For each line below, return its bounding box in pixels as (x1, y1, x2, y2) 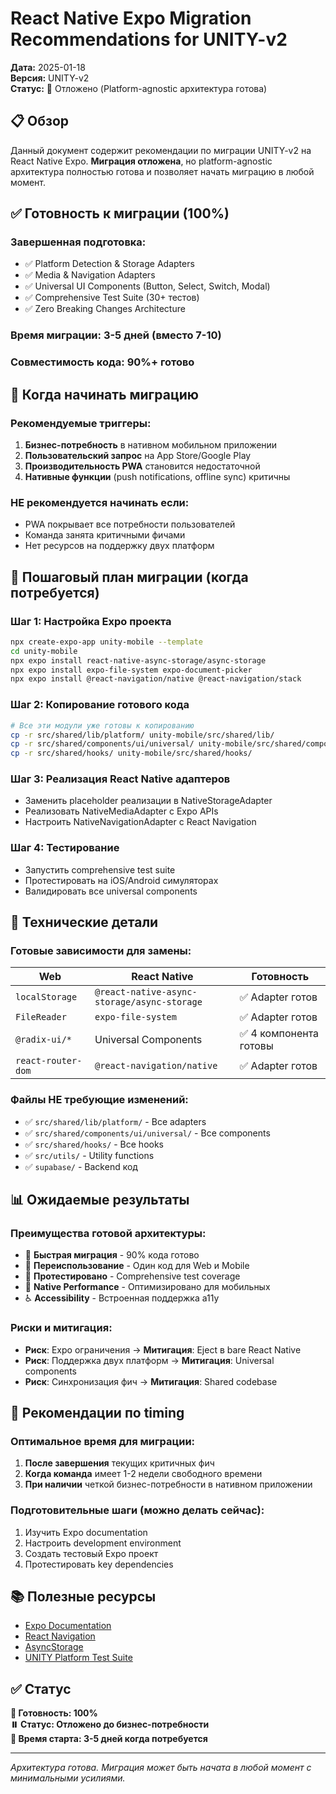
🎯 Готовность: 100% (10, 1707, 98, 1719)
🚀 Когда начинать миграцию (10, 386, 199, 403)
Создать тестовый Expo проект (24, 1547, 159, 1559)
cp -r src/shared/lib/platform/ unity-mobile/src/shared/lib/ (10, 730, 275, 740)
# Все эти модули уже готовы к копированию (10, 720, 195, 731)
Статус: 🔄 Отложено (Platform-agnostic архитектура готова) (10, 82, 268, 94)
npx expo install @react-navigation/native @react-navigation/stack (10, 674, 302, 684)
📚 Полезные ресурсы (10, 1588, 157, 1606)
